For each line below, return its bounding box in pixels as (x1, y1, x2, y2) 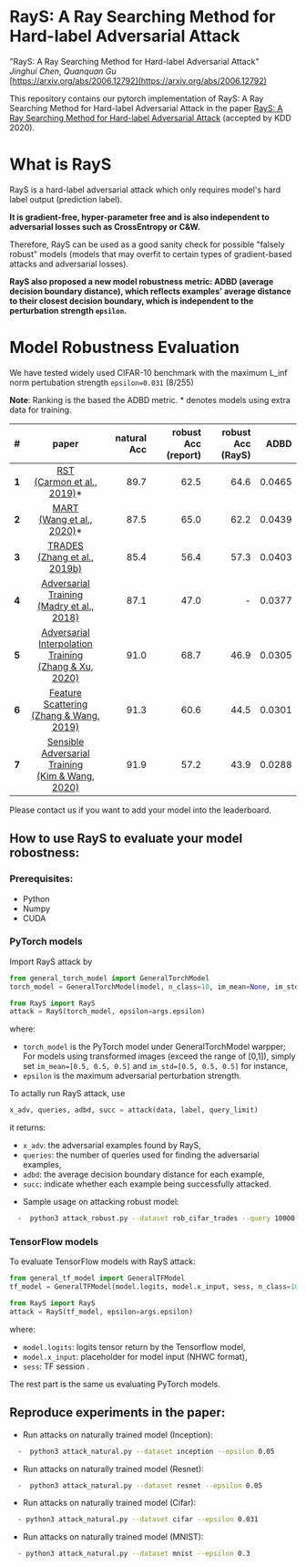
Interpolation (37, 637, 93, 649)
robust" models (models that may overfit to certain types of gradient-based (9, 248, 292, 259)
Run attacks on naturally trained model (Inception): (22, 1429, 214, 1440)
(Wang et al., (38, 513, 93, 525)
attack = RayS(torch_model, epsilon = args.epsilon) (9, 1007, 206, 1016)
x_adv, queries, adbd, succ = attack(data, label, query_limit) (9, 1105, 259, 1115)
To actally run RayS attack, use (9, 1088, 126, 1099)
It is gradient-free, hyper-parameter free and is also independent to (9, 212, 270, 223)
